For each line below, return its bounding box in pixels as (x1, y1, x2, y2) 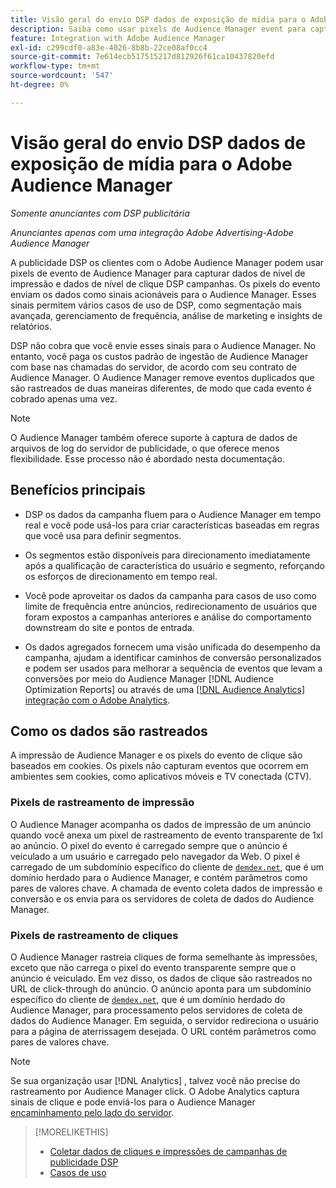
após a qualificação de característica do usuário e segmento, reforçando (24, 559, 325, 571)
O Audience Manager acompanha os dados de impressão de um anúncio (10, 818, 312, 830)
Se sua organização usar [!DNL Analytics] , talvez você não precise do (10, 1074, 301, 1086)
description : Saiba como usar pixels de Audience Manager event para (10, 24, 307, 34)
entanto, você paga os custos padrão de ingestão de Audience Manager (10, 350, 309, 362)
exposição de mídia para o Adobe (10, 152, 293, 175)
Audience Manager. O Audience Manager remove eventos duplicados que (10, 371, 315, 383)
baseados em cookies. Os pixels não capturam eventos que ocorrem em (10, 760, 309, 772)
